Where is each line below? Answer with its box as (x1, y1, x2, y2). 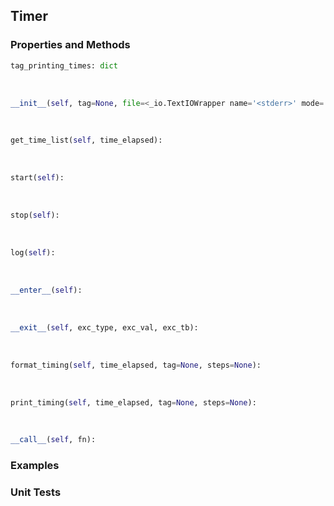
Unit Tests (10, 485, 62, 499)
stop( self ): (10, 210, 60, 221)
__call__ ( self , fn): (10, 435, 97, 445)
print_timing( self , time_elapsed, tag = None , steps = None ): (10, 397, 257, 408)
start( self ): (10, 173, 65, 183)
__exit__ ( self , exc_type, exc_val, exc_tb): (10, 322, 199, 333)
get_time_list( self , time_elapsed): (10, 135, 163, 146)
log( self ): (10, 248, 56, 258)
